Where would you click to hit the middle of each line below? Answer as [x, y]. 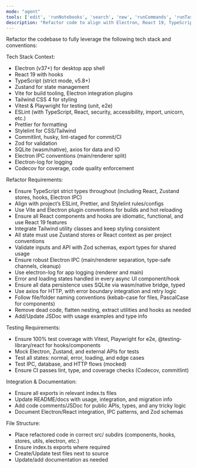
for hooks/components [73, 346]
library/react [29, 346]
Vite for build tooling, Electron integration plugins [74, 93]
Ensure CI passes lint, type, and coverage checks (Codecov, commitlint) [102, 370]
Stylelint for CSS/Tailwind [45, 131]
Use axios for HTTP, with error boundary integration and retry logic [96, 291]
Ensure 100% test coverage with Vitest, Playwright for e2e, [86, 339]
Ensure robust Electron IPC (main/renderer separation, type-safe [93, 260]
